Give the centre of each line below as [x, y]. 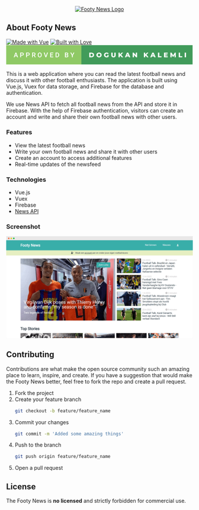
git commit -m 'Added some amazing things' [69, 434]
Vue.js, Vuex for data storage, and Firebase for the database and [85, 86]
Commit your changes [42, 422]
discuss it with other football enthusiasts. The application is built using [92, 81]
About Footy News [41, 28]
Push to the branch [38, 445]
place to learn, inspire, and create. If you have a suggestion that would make [99, 375]
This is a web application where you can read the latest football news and [96, 74]
